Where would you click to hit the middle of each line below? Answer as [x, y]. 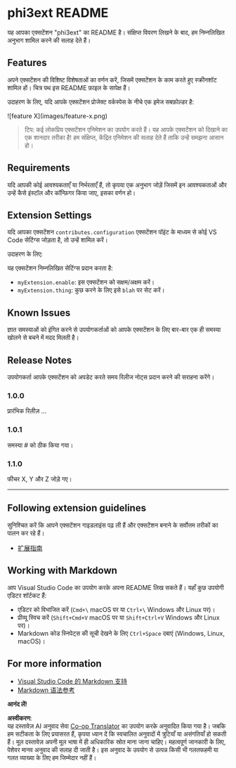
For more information [54, 664]
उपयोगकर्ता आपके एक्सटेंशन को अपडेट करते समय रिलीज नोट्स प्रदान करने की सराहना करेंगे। [111, 377]
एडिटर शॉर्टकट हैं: [27, 595]
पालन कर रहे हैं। [26, 533]
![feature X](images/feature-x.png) [57, 116]
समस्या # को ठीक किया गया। [40, 445]
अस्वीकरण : [20, 718]
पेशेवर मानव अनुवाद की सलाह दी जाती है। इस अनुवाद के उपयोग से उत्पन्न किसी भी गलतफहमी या [113, 750]
